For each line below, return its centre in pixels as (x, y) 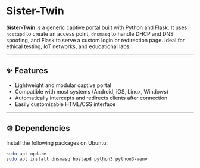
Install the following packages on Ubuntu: (57, 143)
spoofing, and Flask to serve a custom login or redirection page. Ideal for (96, 40)
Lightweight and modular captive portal (63, 85)
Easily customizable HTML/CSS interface (65, 104)
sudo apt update (26, 154)
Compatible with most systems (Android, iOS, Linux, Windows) (91, 91)
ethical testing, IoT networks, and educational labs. (68, 46)
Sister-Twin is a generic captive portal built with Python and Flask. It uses (97, 27)
